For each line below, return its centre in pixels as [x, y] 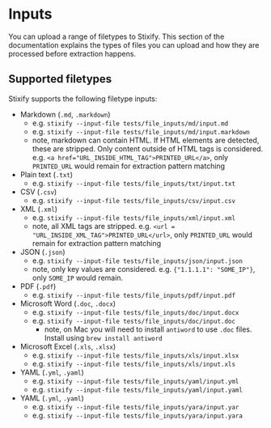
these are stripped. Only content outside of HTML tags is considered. [148, 148]
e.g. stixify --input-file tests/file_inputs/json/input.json [137, 261]
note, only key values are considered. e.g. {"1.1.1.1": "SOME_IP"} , [144, 269]
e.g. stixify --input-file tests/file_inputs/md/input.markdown [141, 131]
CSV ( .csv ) [38, 192]
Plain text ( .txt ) [47, 174]
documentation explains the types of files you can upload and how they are [134, 44]
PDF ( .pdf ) [38, 286]
